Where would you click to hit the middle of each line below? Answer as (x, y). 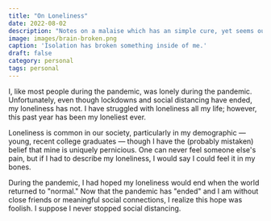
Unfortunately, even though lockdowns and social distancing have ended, (130, 100)
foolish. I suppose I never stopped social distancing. (95, 208)
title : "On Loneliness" (48, 16)
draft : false (30, 53)
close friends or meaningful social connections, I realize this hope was (125, 199)
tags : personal (34, 69)
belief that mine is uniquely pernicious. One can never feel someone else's (132, 149)
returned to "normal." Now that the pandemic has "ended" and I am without (133, 191)
